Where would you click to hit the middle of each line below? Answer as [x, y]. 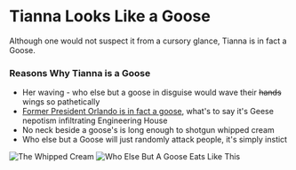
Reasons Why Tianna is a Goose [80, 73]
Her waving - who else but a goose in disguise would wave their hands [152, 93]
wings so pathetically [61, 102]
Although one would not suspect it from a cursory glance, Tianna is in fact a [148, 41]
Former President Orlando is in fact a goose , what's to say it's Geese [148, 112]
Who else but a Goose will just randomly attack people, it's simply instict [154, 140]
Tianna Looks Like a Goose [110, 16]
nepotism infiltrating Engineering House [95, 120]
